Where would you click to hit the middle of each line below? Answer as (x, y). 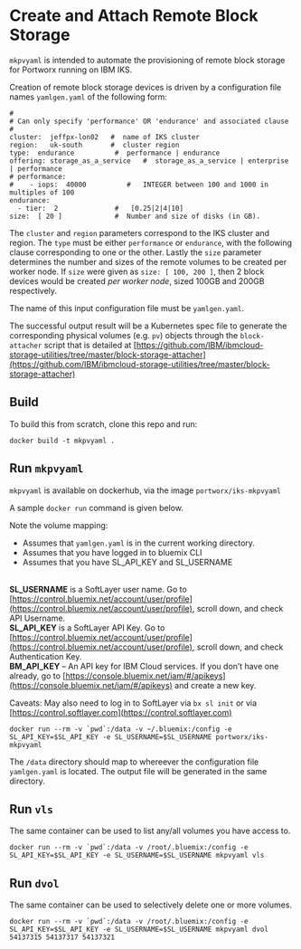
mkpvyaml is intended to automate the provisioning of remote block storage (147, 60)
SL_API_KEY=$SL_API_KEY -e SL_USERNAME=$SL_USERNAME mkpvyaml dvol (139, 930)
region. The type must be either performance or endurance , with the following (150, 242)
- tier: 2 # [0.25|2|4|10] (100, 208)
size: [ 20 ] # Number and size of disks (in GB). (135, 216)
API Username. (38, 618)
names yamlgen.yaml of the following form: (88, 97)
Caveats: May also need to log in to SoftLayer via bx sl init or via (133, 703)
